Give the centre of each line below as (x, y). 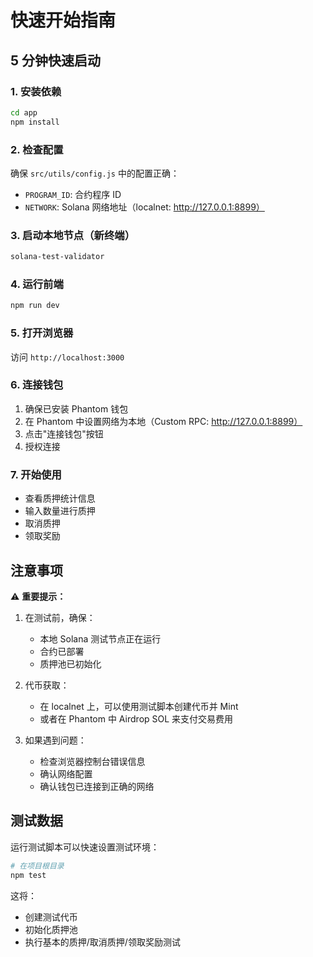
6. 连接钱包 (37, 385)
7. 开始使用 (36, 474)
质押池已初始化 (70, 663)
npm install (35, 122)
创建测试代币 (51, 917)
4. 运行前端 (37, 284)
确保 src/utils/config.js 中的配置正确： (95, 173)
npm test (28, 875)
